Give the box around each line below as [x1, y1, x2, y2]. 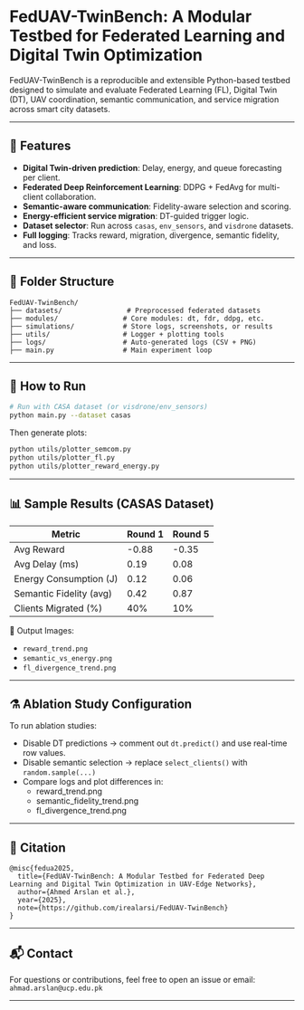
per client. [22, 172, 61, 183]
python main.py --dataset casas [9, 411, 131, 420]
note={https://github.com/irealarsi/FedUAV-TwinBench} [17, 903, 229, 913]
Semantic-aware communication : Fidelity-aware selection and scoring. [22, 201, 291, 212]
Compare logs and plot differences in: [22, 777, 164, 787]
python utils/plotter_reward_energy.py [9, 462, 160, 471]
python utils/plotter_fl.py [9, 453, 116, 462]
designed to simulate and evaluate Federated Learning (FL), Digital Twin [9, 84, 278, 95]
